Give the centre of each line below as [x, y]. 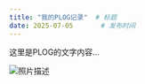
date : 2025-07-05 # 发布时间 [72, 26]
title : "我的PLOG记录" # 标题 [63, 17]
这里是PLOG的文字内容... [54, 52]
